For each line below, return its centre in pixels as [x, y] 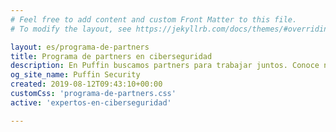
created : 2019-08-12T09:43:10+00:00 [86, 84]
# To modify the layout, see [71, 29]
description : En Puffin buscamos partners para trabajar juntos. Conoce [165, 66]
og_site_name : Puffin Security [75, 75]
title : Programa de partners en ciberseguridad [111, 56]
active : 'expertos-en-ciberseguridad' [91, 102]
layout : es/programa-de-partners [80, 47]
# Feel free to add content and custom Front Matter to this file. [154, 19]
